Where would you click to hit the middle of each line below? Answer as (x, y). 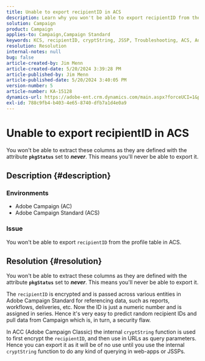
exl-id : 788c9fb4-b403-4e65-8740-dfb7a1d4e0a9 (67, 103)
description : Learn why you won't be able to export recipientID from (98, 18)
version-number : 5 (30, 86)
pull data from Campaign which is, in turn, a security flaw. (79, 320)
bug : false (20, 57)
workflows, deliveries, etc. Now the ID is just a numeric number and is (94, 307)
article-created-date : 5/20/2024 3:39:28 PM (64, 69)
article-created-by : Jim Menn (45, 63)
